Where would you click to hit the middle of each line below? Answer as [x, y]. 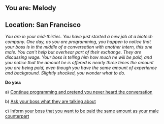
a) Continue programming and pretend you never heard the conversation [79, 92]
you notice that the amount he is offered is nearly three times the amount [79, 63]
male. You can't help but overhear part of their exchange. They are [73, 52]
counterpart [17, 116]
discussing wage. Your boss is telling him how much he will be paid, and [79, 57]
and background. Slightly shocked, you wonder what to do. [65, 73]
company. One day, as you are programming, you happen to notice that [78, 42]
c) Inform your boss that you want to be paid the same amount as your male [82, 111]
